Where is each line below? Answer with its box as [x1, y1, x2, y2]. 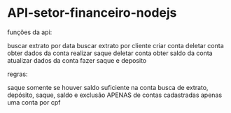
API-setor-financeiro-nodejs [7, 5, 177, 21]
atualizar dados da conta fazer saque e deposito [7, 56, 147, 64]
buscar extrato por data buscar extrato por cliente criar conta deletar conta [7, 41, 224, 50]
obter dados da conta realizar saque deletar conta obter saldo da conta [7, 49, 213, 57]
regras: [7, 70, 28, 78]
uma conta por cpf [7, 98, 61, 106]
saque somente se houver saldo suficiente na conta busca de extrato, [7, 83, 209, 91]
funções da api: [7, 28, 52, 36]
